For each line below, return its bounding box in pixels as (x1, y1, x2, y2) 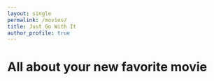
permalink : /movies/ (7, 17, 68, 24)
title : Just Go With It (7, 23, 77, 30)
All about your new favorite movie (7, 60, 208, 75)
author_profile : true (7, 29, 71, 37)
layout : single (7, 10, 52, 17)
